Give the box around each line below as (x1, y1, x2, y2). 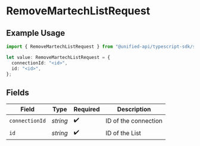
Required (73, 105, 100, 114)
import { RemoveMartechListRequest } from (6, 44, 113, 49)
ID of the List (105, 129, 142, 137)
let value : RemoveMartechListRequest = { (6, 54, 111, 60)
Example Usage (6, 28, 65, 38)
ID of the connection (105, 116, 162, 125)
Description (117, 105, 151, 114)
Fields (6, 88, 30, 98)
